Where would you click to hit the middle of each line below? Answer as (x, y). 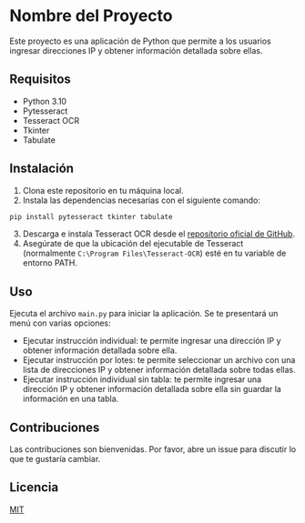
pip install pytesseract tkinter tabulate (91, 216)
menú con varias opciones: (60, 323)
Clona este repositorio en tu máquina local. (103, 190)
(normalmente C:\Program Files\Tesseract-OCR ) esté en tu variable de (154, 253)
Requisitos (40, 80)
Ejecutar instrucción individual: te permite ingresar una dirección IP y (152, 341)
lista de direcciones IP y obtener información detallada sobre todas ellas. (159, 370)
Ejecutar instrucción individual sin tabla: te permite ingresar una (142, 379)
